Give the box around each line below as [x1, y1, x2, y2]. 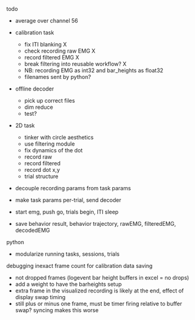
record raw [24, 153, 53, 160]
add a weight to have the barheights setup [15, 281, 122, 288]
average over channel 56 [15, 17, 78, 24]
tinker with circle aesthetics [24, 134, 94, 141]
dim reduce [24, 103, 53, 111]
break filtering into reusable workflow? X [24, 61, 127, 67]
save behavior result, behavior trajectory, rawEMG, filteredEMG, [15, 220, 176, 227]
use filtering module [24, 140, 75, 147]
